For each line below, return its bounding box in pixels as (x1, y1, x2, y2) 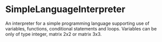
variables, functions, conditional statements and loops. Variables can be (5, 25, 157, 31)
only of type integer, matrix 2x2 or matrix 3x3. (5, 31, 102, 37)
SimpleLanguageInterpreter (5, 4, 126, 15)
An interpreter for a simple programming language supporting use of (5, 20, 150, 26)
